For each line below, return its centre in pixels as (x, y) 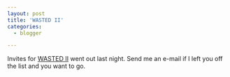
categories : (24, 26)
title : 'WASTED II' (36, 20)
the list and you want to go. (46, 66)
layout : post (26, 14)
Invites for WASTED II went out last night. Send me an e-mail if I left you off (115, 59)
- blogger (28, 33)
